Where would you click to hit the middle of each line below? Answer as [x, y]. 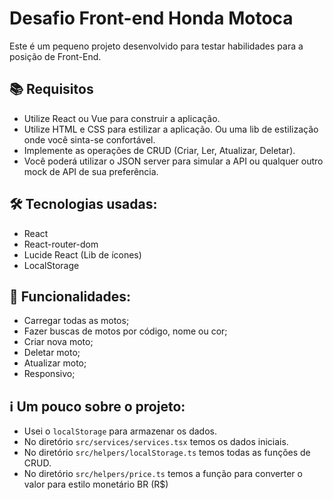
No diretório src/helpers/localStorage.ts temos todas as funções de [167, 453]
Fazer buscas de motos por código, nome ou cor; [125, 331]
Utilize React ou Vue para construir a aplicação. [122, 118]
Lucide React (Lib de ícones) [82, 254]
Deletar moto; [52, 353]
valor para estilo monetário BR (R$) [96, 484]
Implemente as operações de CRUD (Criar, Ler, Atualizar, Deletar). [159, 150]
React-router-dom [61, 244]
